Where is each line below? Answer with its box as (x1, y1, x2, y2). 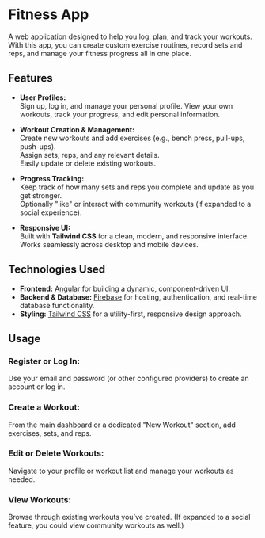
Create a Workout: (8, 402, 81, 413)
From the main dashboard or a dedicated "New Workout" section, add (8, 420, 236, 429)
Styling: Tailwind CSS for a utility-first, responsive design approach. (19, 309, 242, 319)
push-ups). (19, 141, 57, 151)
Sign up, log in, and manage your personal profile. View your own (19, 101, 233, 110)
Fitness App (8, 6, 89, 24)
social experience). (19, 208, 82, 217)
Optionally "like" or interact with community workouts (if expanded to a (19, 199, 252, 208)
